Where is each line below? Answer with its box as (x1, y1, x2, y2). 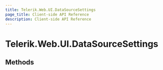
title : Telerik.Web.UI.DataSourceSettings (5, 7, 96, 12)
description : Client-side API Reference (5, 16, 92, 21)
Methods (5, 58, 34, 66)
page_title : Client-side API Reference (5, 12, 89, 17)
